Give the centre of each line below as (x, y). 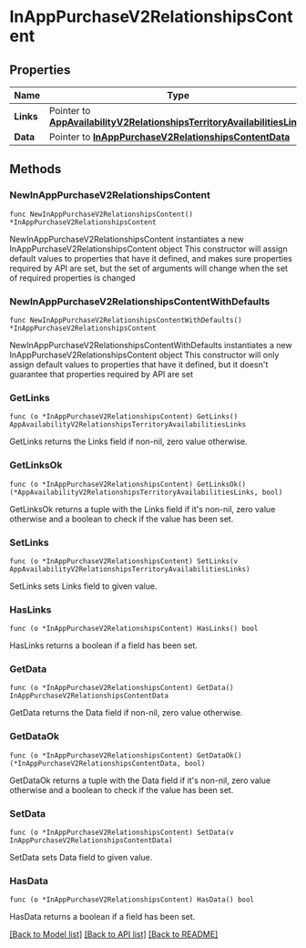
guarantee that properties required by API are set (102, 374)
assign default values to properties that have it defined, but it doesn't (139, 364)
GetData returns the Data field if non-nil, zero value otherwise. (126, 713)
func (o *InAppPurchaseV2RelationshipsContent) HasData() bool (132, 900)
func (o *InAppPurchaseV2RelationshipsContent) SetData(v (122, 833)
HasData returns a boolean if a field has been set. (102, 917)
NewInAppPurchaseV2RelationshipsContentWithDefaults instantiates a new (151, 345)
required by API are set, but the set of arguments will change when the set (149, 268)
